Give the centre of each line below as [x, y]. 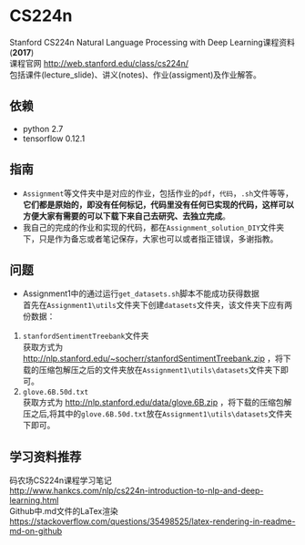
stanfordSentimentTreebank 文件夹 [86, 336]
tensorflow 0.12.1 [54, 139]
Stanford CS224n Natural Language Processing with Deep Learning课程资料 [152, 42]
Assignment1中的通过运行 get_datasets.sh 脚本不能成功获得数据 [141, 293]
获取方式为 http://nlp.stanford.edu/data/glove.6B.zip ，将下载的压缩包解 [157, 403]
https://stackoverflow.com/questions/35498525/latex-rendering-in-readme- [152, 521]
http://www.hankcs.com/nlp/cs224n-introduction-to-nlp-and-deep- [137, 491]
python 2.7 [43, 129]
